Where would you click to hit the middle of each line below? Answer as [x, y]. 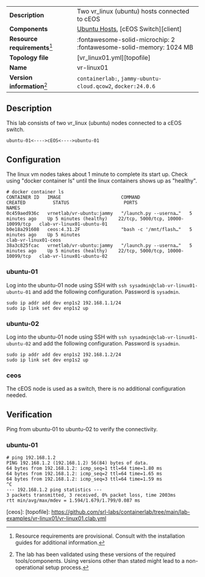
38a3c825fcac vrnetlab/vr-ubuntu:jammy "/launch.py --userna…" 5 [99, 246]
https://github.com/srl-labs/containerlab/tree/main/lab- [120, 512]
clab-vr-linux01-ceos [34, 240]
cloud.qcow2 [94, 86]
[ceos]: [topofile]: [28, 512]
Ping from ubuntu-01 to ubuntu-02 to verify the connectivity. [82, 429]
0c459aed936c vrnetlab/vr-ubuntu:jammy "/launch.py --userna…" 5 [99, 214]
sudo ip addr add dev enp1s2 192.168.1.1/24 [64, 303]
